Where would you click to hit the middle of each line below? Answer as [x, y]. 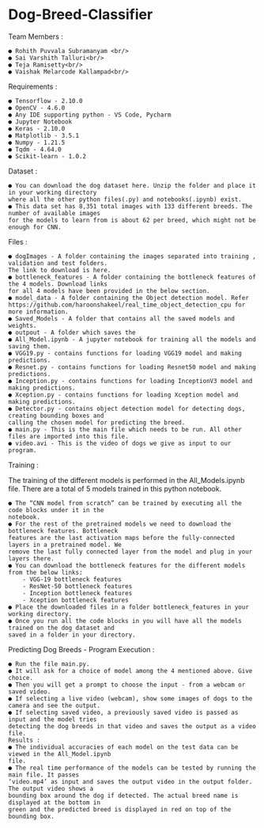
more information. [38, 311]
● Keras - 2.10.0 [37, 128]
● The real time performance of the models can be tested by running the [132, 768]
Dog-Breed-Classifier [81, 15]
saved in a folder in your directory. [72, 635]
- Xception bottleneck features [75, 600]
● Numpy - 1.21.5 [37, 142]
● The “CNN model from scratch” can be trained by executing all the [125, 503]
